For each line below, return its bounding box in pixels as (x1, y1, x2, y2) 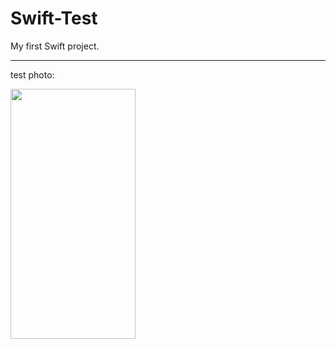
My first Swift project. (10, 40, 100, 52)
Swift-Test (10, 7, 98, 30)
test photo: (10, 68, 55, 81)
